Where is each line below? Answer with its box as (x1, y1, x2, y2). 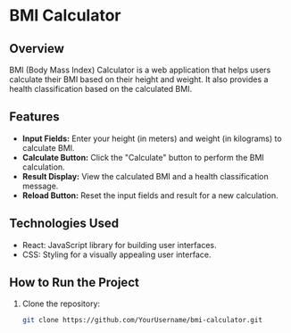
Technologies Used (9, 216, 119, 231)
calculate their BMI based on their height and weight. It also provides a (9, 74, 269, 85)
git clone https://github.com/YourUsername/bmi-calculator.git (21, 316, 263, 325)
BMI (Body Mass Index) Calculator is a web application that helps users (9, 64, 271, 75)
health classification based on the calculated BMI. (9, 84, 193, 94)
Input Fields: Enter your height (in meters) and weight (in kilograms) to (21, 133, 283, 144)
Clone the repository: (21, 298, 101, 309)
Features (9, 109, 60, 125)
